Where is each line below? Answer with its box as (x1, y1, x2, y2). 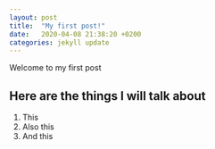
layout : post (9, 12, 58, 22)
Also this (21, 121, 55, 132)
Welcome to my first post (9, 62, 102, 73)
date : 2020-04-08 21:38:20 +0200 (9, 29, 142, 38)
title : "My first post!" (9, 21, 105, 30)
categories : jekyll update (9, 37, 110, 47)
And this (21, 131, 54, 142)
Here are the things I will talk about (9, 88, 206, 103)
